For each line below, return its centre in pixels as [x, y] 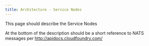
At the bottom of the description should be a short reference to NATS [74, 33]
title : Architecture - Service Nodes [43, 10]
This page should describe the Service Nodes [51, 23]
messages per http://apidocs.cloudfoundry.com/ [54, 38]
